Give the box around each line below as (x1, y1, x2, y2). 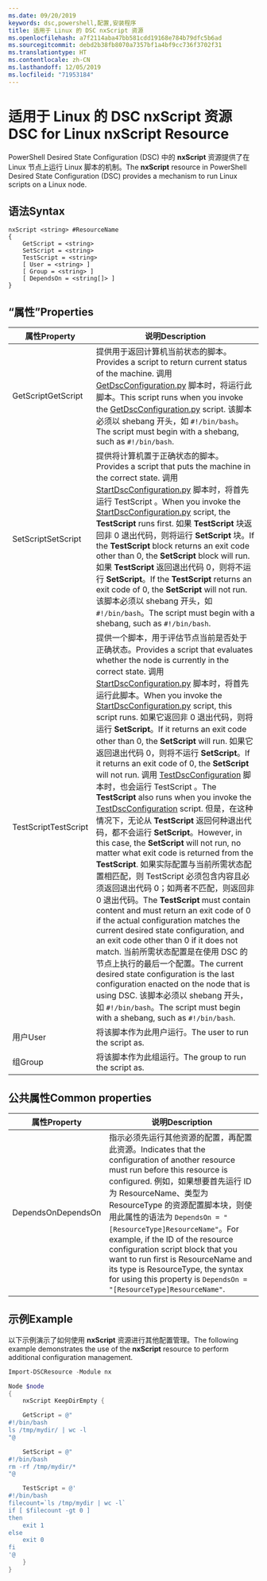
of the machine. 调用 (95, 368, 172, 379)
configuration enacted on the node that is (95, 978, 250, 990)
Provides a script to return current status (95, 357, 248, 368)
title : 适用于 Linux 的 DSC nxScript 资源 (8, 26, 144, 34)
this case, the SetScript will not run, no (95, 838, 241, 849)
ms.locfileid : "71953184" (8, 71, 94, 79)
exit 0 (22, 1536, 44, 1544)
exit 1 (22, 1521, 44, 1529)
